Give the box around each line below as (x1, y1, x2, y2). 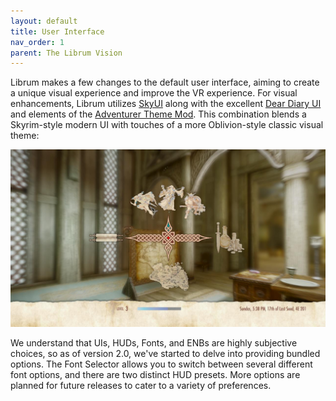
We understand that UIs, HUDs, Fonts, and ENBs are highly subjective (10, 336, 298, 349)
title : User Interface (10, 26, 105, 37)
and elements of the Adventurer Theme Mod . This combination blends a (10, 108, 307, 120)
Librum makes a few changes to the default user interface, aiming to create (10, 76, 320, 89)
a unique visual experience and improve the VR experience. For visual (10, 87, 298, 99)
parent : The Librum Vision (10, 48, 123, 58)
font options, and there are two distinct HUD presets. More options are (10, 368, 301, 380)
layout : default (10, 16, 78, 26)
